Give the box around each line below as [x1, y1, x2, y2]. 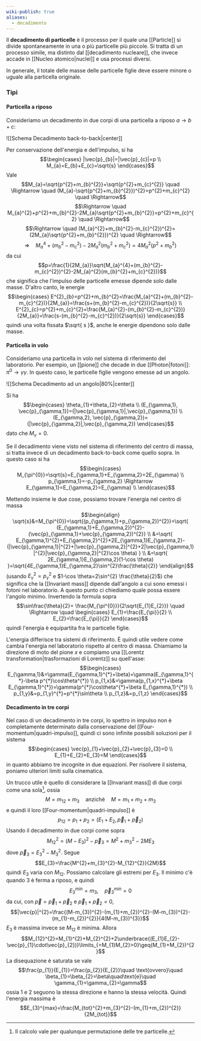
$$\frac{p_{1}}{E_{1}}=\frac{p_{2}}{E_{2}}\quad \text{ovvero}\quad [18, 967, 183, 974]
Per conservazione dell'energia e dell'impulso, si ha [6, 146, 133, 153]
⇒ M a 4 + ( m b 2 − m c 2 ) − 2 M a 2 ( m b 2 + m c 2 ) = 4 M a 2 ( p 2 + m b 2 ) [24, 240, 177, 250]
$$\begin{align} [81, 511, 120, 518]
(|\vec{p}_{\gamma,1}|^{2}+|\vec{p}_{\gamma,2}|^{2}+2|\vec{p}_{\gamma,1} [7, 543, 194, 550]
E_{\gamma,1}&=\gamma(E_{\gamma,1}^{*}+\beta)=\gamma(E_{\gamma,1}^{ [7, 671, 194, 678]
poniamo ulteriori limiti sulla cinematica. [6, 767, 104, 774]
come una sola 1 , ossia [6, 785, 60, 794]
